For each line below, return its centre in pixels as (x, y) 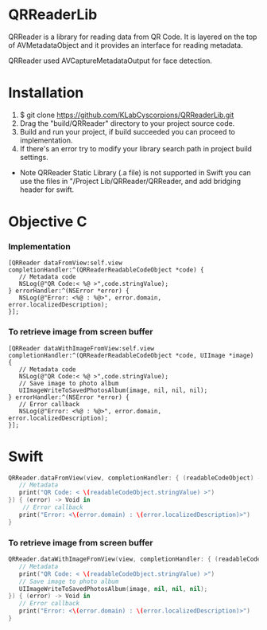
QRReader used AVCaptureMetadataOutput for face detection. (110, 61)
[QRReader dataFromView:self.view (66, 263)
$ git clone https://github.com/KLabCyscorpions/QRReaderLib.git (127, 115)
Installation (46, 93)
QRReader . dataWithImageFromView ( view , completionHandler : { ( (113, 559)
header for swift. (47, 190)
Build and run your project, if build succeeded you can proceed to (128, 131)
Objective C (48, 222)
